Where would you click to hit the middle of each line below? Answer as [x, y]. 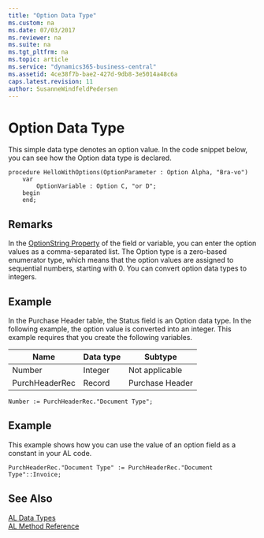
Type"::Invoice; [35, 474]
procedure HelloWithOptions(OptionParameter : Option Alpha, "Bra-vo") [128, 173]
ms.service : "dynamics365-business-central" [82, 67]
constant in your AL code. [50, 453]
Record [97, 383]
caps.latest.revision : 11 [50, 81]
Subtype [161, 357]
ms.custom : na [32, 23]
